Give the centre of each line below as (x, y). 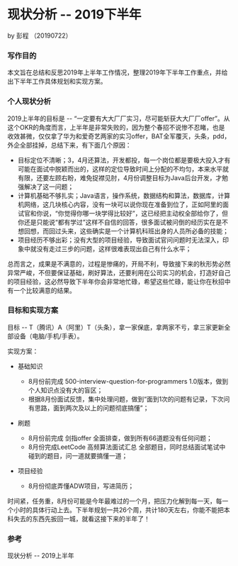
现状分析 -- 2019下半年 (74, 15)
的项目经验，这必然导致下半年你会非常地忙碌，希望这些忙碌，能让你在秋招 (116, 282)
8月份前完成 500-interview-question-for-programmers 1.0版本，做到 (128, 381)
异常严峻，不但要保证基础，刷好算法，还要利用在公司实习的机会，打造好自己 (119, 272)
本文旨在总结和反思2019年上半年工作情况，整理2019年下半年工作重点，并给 (118, 72)
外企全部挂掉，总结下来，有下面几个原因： (69, 145)
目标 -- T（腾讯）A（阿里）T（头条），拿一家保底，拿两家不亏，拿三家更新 (116, 327)
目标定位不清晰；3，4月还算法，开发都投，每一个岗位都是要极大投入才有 (124, 160)
